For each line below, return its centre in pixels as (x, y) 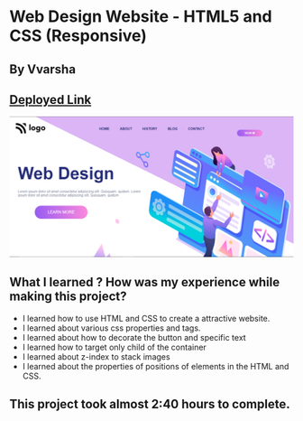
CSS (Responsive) (78, 36)
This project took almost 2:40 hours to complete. (150, 404)
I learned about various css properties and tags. (111, 328)
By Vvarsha (43, 69)
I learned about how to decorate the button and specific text (134, 337)
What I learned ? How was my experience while (145, 282)
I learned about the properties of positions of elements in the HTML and (156, 366)
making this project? (68, 297)
